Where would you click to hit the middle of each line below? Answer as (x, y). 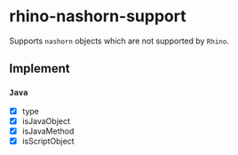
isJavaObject (46, 120)
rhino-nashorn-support (98, 16)
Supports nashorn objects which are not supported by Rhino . (119, 41)
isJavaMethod (48, 131)
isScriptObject (48, 141)
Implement (40, 69)
